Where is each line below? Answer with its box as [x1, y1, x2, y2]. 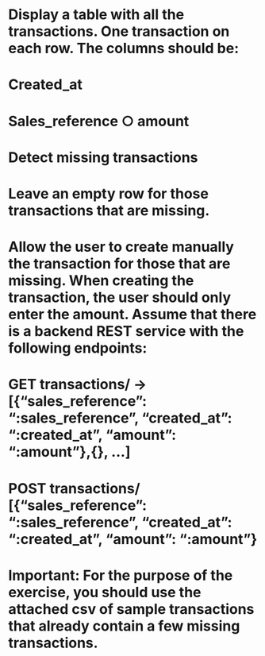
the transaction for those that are [8, 255, 231, 273]
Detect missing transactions [8, 149, 198, 166]
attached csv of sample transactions [8, 600, 255, 618]
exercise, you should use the [8, 583, 202, 601]
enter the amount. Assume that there [8, 306, 257, 323]
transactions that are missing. [8, 201, 210, 219]
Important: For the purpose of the [8, 566, 233, 585]
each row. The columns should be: [8, 40, 240, 57]
